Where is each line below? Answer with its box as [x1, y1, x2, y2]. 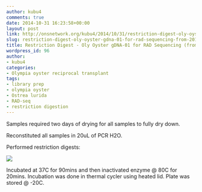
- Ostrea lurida [6, 92, 47, 98]
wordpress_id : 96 [6, 48, 50, 54]
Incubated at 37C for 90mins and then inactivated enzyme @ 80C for [6, 166, 177, 173]
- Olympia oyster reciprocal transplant [6, 70, 109, 76]
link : [6, 31, 20, 37]
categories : [6, 64, 36, 71]
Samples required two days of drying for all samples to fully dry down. [6, 120, 180, 127]
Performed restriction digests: [6, 143, 81, 151]
